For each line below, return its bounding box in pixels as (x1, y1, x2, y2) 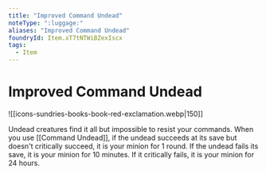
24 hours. (8, 158, 40, 168)
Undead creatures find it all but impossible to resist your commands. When (8, 124, 254, 133)
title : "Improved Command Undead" (8, 11, 123, 20)
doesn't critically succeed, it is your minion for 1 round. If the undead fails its (8, 141, 259, 151)
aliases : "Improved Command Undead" (8, 26, 130, 34)
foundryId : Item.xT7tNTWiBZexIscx (8, 33, 123, 42)
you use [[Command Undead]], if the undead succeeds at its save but (8, 133, 237, 142)
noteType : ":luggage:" (8, 19, 84, 27)
